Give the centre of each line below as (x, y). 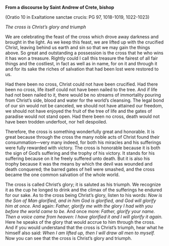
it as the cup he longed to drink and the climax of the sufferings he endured (84, 190)
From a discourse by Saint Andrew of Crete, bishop (60, 7)
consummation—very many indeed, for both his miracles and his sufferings (83, 142)
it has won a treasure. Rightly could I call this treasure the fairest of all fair (81, 58)
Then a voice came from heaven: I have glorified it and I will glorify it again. (84, 217)
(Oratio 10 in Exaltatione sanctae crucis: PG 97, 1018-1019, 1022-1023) (77, 17)
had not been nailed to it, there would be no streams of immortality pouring (83, 95)
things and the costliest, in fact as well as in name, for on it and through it (81, 64)
